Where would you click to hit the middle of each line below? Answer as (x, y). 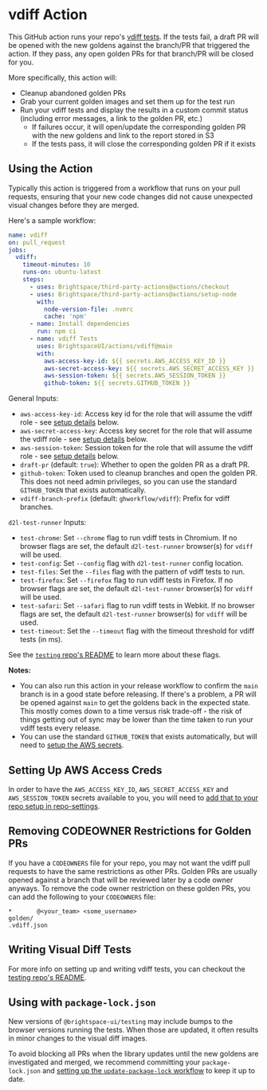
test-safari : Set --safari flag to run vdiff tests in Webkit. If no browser (137, 606)
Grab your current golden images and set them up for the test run (127, 101)
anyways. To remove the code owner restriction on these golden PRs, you (130, 888)
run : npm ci (57, 331)
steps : (33, 280)
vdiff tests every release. (61, 728)
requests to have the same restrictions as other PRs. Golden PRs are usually (133, 871)
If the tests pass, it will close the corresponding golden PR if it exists (144, 143)
